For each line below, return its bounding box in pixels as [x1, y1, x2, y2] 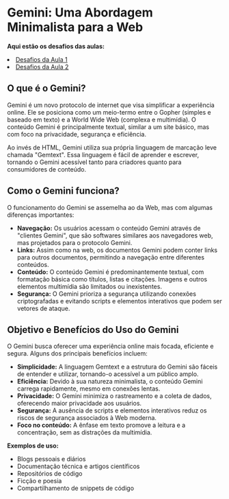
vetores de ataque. [16, 304, 70, 312]
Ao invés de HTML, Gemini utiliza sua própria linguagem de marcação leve [7, 143, 217, 152]
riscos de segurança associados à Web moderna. [16, 414, 157, 422]
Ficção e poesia [16, 477, 62, 485]
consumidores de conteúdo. [7, 165, 87, 173]
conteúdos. [16, 260, 49, 268]
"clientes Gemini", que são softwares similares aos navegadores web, [16, 231, 213, 240]
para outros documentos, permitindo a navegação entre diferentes [16, 253, 205, 262]
